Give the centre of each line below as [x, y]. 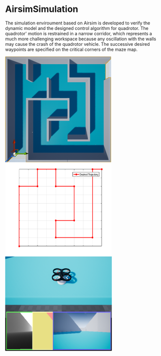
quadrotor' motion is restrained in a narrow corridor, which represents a [79, 33]
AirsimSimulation [42, 9]
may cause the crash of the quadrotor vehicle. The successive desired [78, 44]
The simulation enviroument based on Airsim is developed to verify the [78, 23]
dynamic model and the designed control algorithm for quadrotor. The [77, 28]
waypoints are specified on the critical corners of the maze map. [72, 49]
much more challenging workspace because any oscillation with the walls [81, 39]
